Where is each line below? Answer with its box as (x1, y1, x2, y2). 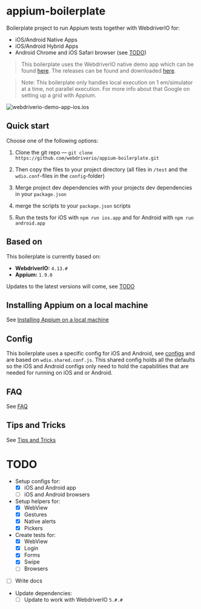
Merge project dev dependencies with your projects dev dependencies (15, 183, 193, 191)
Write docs (15, 577, 42, 585)
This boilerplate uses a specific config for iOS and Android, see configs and (6, 350, 195, 357)
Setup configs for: (15, 477, 61, 485)
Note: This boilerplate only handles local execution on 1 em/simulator (21, 79, 193, 86)
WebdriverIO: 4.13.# (15, 265, 68, 272)
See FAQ (6, 403, 28, 410)
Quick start (6, 121, 50, 131)
